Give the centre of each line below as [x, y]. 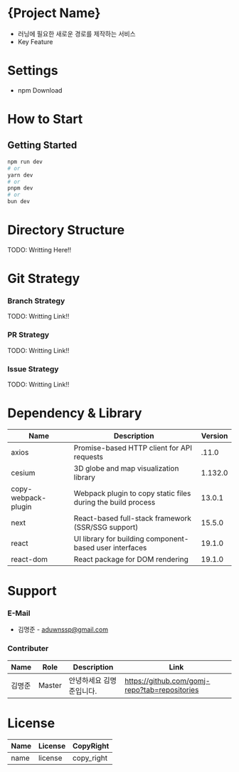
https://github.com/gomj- [167, 681]
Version [214, 436]
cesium [23, 473]
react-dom [30, 559]
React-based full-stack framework [133, 518]
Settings [33, 71]
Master [50, 685]
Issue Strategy [33, 369]
